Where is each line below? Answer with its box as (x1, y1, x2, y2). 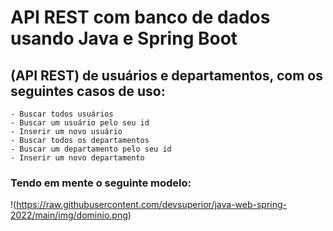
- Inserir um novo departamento (10, 153, 145, 163)
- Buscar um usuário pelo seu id (10, 118, 150, 128)
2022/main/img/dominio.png (10, 209, 128, 221)
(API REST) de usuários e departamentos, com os (10, 67, 323, 84)
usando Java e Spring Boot (10, 27, 238, 50)
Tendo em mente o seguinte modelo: (10, 176, 192, 190)
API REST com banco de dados (10, 6, 271, 29)
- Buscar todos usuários (10, 109, 114, 119)
